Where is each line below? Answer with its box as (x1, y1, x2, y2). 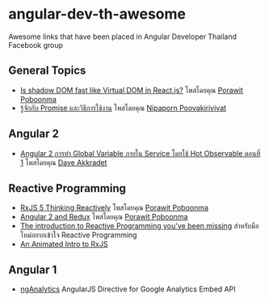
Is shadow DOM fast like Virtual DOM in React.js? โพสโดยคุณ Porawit (19, 85, 244, 95)
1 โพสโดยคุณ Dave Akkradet (19, 157, 107, 167)
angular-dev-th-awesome (8, 5, 187, 23)
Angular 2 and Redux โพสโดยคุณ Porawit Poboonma (19, 212, 188, 222)
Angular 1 (8, 262, 57, 276)
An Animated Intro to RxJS (19, 240, 108, 249)
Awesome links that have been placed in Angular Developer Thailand (8, 32, 237, 41)
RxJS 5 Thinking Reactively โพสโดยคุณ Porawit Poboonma (19, 203, 208, 213)
